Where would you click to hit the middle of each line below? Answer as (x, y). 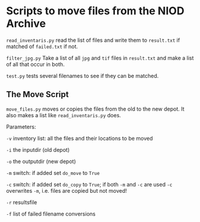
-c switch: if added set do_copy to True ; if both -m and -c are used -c (89, 184)
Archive (26, 24)
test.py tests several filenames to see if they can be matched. (82, 76)
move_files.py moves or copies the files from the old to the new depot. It (95, 109)
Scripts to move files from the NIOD (95, 11)
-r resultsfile (22, 202)
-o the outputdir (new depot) (41, 161)
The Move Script (37, 94)
